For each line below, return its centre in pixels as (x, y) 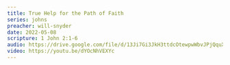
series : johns (27, 20)
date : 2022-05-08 (32, 32)
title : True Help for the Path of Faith (66, 13)
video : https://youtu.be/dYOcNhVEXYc (61, 51)
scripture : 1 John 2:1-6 (42, 39)
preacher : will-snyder (39, 26)
